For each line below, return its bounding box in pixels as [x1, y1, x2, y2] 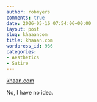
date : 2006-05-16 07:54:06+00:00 [6, 20, 92, 26]
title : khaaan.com [6, 37, 53, 43]
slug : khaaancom [6, 32, 48, 38]
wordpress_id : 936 [6, 43, 53, 49]
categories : [6, 49, 37, 55]
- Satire [6, 60, 29, 66]
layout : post [6, 26, 40, 32]
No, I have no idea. [6, 89, 54, 96]
